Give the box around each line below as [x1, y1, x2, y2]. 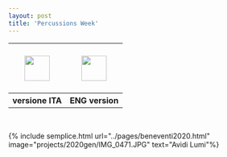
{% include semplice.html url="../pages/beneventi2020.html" [8, 130, 211, 141]
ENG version [69, 94, 119, 105]
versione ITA [12, 94, 62, 105]
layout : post [8, 11, 52, 20]
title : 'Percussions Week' [8, 19, 99, 27]
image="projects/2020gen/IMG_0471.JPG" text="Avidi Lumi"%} [8, 139, 220, 149]
